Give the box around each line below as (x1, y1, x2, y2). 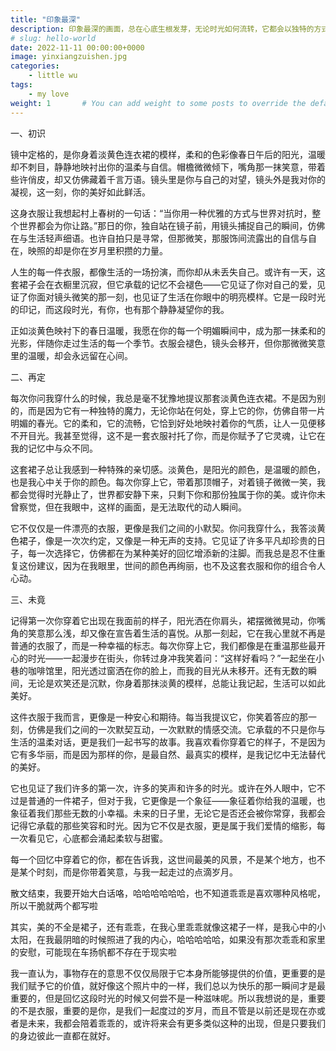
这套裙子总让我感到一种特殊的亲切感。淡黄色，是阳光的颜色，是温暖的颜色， (10, 463, 326, 475)
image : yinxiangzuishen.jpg (10, 52, 128, 62)
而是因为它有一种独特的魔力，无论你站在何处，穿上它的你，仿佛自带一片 (27, 404, 326, 416)
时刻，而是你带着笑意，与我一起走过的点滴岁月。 (36, 866, 238, 878)
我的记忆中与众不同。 (10, 442, 98, 454)
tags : (10, 80, 33, 90)
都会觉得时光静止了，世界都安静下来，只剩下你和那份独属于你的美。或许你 (10, 488, 317, 500)
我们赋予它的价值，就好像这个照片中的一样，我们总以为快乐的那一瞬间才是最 (10, 979, 326, 991)
